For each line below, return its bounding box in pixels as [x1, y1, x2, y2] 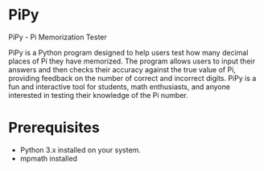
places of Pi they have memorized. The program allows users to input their [8, 56, 256, 66]
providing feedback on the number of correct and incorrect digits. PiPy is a [8, 73, 257, 83]
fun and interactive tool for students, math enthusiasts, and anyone [8, 82, 231, 92]
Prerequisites [8, 119, 101, 137]
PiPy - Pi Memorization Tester [8, 32, 107, 42]
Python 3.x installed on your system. [19, 145, 141, 154]
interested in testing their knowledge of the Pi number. [8, 90, 189, 100]
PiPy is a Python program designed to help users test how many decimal [8, 47, 249, 57]
